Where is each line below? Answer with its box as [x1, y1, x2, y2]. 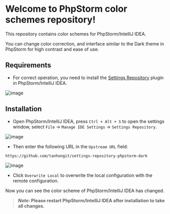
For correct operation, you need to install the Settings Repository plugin [12, 75, 164, 81]
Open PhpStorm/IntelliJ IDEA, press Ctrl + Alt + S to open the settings [12, 118, 165, 124]
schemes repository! [5, 14, 96, 26]
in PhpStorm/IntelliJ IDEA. [12, 80, 68, 86]
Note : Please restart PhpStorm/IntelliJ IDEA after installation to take [17, 198, 165, 204]
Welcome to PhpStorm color [5, 3, 128, 15]
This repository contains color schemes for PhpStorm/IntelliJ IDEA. [5, 31, 146, 37]
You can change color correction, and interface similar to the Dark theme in [5, 40, 164, 46]
